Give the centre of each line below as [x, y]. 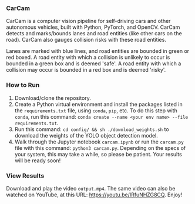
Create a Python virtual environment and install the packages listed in [99, 104]
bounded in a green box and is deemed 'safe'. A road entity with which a [94, 63]
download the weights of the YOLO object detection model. [86, 135]
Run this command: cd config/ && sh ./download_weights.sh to [92, 129]
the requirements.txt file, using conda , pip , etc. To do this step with [96, 111]
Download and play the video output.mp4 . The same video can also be [91, 188]
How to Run [23, 85]
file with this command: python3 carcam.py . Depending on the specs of [100, 148]
